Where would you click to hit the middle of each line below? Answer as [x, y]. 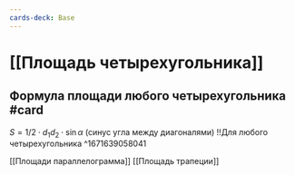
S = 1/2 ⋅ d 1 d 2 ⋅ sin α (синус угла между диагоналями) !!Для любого [139, 133]
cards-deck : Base [42, 18]
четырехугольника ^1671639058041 [78, 144]
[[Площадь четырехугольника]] [137, 62]
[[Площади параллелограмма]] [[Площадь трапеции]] [114, 161]
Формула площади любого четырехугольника [148, 96]
